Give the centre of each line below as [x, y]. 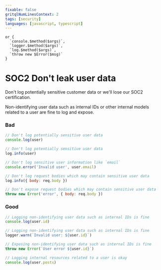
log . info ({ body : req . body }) [36, 181]
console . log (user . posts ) [31, 262]
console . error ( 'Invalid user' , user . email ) [51, 167]
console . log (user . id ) [27, 222]
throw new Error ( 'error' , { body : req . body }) [54, 194]
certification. [18, 98]
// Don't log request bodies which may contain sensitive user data [77, 176]
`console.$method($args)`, [37, 42]
